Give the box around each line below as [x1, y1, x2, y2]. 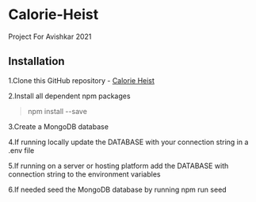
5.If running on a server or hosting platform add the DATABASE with [8, 161, 229, 170]
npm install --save [27, 106, 87, 116]
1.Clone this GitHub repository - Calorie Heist [8, 75, 155, 85]
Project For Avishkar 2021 [8, 32, 92, 41]
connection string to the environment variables [8, 169, 161, 179]
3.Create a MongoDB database [8, 121, 109, 131]
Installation [8, 55, 65, 68]
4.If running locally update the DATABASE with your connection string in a [8, 137, 249, 147]
